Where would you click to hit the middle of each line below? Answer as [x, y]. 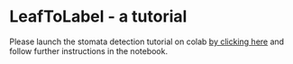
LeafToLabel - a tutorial [98, 17]
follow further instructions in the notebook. [89, 50]
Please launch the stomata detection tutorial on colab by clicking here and [147, 41]
